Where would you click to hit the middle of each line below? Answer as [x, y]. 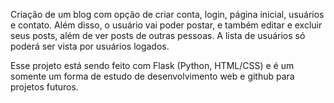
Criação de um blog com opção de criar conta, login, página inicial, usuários [167, 14]
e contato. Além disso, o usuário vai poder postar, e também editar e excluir [166, 25]
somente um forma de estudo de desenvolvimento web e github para [152, 76]
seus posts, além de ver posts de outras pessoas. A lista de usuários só [158, 35]
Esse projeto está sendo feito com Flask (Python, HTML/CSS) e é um [152, 65]
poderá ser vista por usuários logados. [90, 46]
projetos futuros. [44, 87]
